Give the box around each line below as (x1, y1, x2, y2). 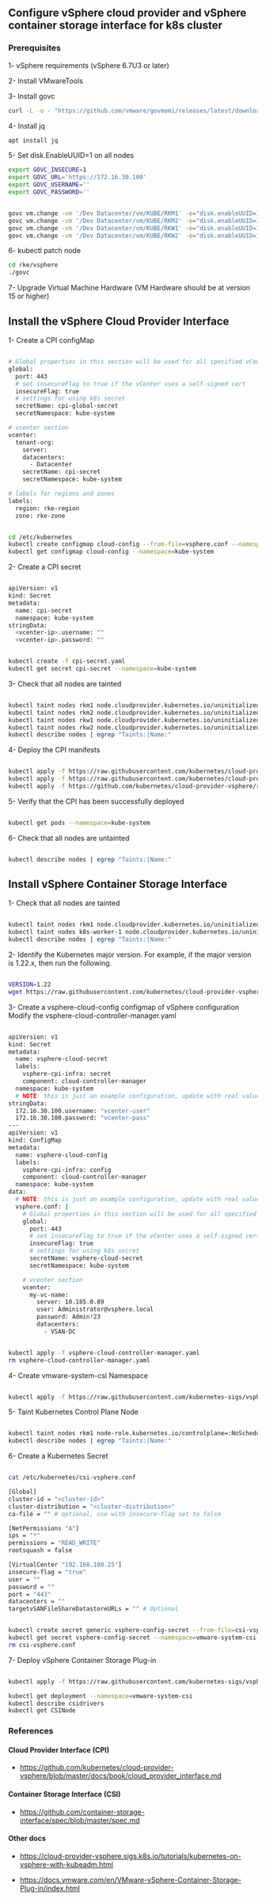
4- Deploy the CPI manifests (8, 745, 101, 755)
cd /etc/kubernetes (8, 533, 73, 541)
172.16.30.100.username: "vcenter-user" (15, 1107, 150, 1115)
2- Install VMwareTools (8, 75, 83, 86)
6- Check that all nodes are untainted (8, 833, 130, 843)
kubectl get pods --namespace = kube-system (8, 819, 150, 827)
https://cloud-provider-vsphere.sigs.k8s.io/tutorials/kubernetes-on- (19, 1851, 241, 1861)
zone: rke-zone (15, 512, 66, 520)
